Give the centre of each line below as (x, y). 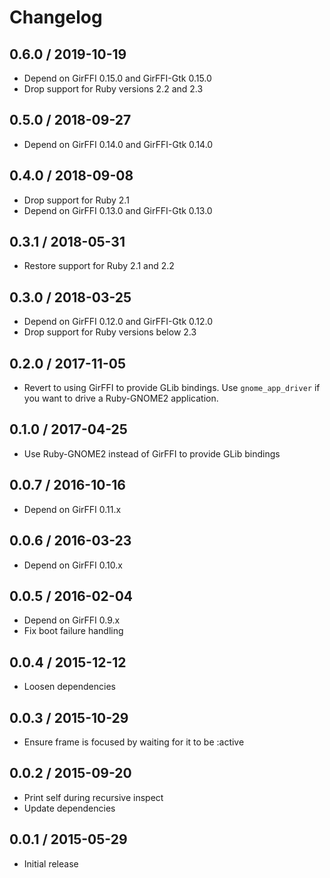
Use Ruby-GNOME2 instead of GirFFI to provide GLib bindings (152, 453)
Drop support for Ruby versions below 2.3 (110, 332)
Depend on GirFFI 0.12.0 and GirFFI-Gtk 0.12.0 (118, 322)
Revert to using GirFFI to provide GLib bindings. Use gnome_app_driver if (172, 388)
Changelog (56, 17)
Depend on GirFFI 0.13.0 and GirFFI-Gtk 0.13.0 (118, 210)
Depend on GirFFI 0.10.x (73, 565)
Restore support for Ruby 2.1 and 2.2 (99, 266)
